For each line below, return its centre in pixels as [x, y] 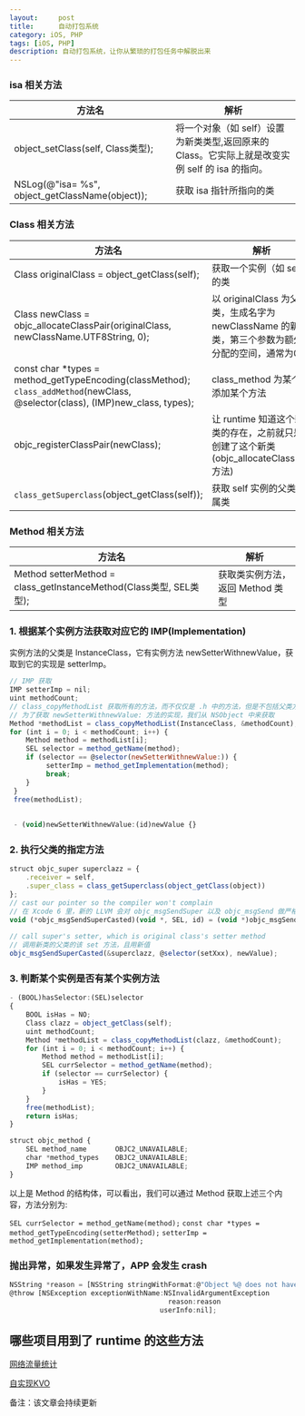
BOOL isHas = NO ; [59, 1015]
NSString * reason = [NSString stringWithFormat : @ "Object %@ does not [144, 1284]
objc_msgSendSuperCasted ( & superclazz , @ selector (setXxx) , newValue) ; [144, 954]
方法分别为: [46, 1205]
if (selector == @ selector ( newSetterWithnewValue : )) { [132, 757]
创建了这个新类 [244, 446]
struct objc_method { [50, 1141]
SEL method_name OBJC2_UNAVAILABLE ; [107, 1149]
